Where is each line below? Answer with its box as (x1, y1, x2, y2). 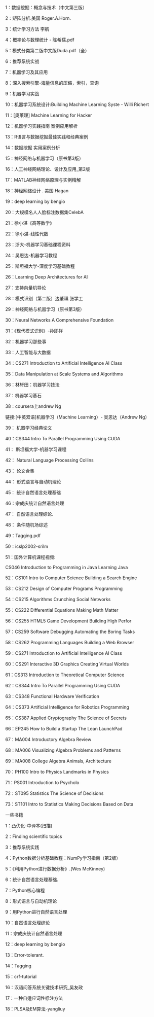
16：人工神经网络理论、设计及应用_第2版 (5, 166, 90, 172)
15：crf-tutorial (5, 973, 37, 979)
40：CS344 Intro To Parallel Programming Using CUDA (5, 436, 121, 441)
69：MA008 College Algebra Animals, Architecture (5, 758, 111, 764)
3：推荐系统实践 (5, 844, 40, 850)
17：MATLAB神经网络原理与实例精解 (5, 177, 81, 183)
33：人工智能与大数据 (5, 349, 51, 355)
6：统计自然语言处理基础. (5, 876, 58, 883)
